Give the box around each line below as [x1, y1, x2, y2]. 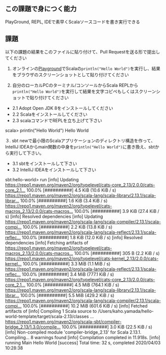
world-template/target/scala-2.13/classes [5, 313, 89, 319]
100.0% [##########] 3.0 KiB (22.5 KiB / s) [61, 324, 153, 330]
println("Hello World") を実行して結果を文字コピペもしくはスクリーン [12, 88, 157, 94]
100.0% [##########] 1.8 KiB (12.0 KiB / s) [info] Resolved [21, 234, 143, 240]
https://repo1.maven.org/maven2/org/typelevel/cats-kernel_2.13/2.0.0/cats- [5, 255, 159, 261]
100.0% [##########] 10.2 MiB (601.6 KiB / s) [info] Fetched [22, 303, 148, 308]
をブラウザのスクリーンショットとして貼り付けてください [12, 71, 129, 78]
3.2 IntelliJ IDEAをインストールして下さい [12, 166, 96, 172]
